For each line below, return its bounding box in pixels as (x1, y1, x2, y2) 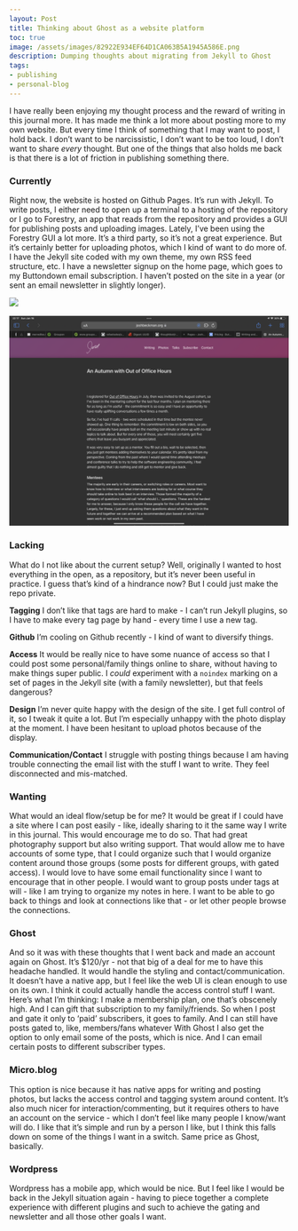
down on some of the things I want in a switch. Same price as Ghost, (9, 1131, 260, 1141)
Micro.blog (9, 1064, 58, 1076)
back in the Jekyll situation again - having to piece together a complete (9, 1193, 269, 1203)
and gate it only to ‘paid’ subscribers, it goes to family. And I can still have (9, 1013, 278, 1024)
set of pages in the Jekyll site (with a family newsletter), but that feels (9, 677, 263, 687)
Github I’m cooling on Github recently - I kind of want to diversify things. (9, 631, 274, 642)
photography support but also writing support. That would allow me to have (9, 839, 286, 850)
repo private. (9, 587, 56, 599)
